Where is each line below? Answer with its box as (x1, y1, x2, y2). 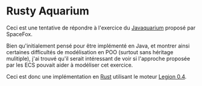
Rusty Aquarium (6, 4, 89, 18)
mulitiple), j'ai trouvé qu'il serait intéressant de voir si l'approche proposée (6, 55, 191, 62)
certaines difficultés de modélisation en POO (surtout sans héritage (6, 48, 174, 55)
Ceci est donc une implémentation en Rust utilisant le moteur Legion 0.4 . (6, 73, 187, 80)
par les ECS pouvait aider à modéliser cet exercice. (6, 61, 133, 69)
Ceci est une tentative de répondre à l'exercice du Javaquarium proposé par (6, 24, 196, 31)
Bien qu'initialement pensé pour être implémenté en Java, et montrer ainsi (6, 42, 190, 49)
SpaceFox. (6, 30, 33, 37)
